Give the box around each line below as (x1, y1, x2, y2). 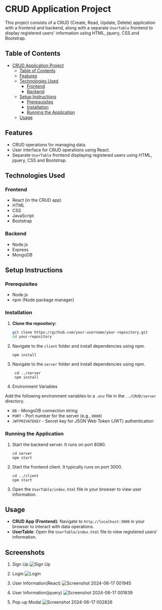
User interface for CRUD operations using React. (12, 147, 110, 153)
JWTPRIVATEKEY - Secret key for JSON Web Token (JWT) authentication (12, 418, 154, 424)
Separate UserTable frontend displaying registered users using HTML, (12, 152, 153, 158)
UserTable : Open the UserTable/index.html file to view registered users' (12, 529, 158, 535)
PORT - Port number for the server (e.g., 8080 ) (12, 413, 102, 419)
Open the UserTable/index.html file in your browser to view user (12, 486, 142, 492)
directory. (5, 398, 24, 404)
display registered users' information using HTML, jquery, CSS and (5, 30, 140, 36)
